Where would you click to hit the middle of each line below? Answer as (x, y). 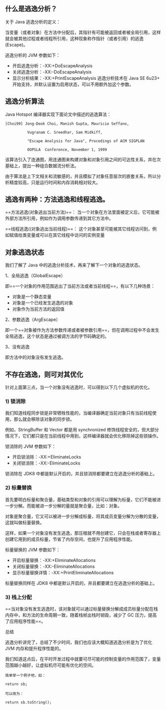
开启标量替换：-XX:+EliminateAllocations (54, 560)
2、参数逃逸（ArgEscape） (33, 320)
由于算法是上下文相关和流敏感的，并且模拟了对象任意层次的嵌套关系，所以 (81, 176)
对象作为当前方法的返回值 (38, 309)
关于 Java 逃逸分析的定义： (33, 22)
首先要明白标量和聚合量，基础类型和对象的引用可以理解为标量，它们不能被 (81, 500)
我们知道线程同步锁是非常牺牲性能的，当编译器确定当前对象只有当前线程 (79, 413)
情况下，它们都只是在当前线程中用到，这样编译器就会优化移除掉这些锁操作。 (83, 436)
